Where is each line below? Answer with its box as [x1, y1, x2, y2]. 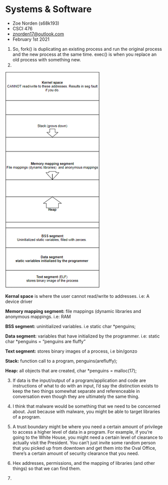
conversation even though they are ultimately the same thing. [12, 393, 140, 399]
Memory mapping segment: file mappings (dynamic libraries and [5, 308, 141, 314]
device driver [5, 298, 33, 304]
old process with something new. [12, 56, 81, 62]
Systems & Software [5, 4, 92, 15]
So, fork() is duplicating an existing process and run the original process [12, 46, 162, 52]
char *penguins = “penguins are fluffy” [5, 338, 86, 344]
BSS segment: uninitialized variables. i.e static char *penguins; [5, 323, 136, 329]
